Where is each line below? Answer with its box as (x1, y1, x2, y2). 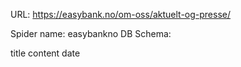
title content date (10, 47, 81, 59)
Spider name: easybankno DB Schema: (10, 28, 172, 39)
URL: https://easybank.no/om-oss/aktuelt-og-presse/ (10, 9, 232, 20)
